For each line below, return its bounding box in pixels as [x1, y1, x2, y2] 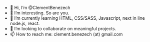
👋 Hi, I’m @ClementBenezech [9, 5, 71, 10]
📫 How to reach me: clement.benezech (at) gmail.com [9, 31, 123, 37]
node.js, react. [9, 20, 40, 26]
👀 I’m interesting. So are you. [9, 10, 69, 16]
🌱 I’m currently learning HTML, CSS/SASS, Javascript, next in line [9, 15, 145, 21]
